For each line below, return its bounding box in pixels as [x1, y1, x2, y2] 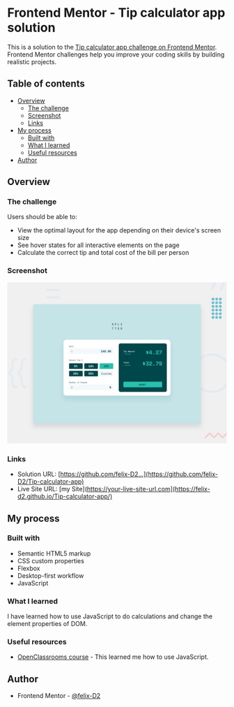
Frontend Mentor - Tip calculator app [7, 5, 226, 21]
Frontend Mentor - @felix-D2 [17, 692, 101, 700]
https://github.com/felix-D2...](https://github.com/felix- [60, 470, 218, 479]
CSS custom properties [17, 556, 85, 565]
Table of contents [7, 78, 85, 90]
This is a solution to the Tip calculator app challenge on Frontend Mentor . [7, 43, 217, 51]
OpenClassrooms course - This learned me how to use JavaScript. [17, 653, 209, 661]
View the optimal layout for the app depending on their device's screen [17, 226, 221, 235]
